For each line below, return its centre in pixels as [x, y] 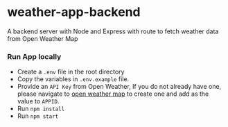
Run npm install [41, 109]
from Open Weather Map [43, 38]
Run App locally [34, 56]
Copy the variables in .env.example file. [73, 79]
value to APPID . [38, 101]
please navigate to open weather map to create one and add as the [113, 94]
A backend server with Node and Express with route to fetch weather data [113, 31]
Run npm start [38, 116]
